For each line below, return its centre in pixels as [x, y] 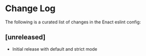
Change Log [30, 9]
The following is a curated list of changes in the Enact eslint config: [73, 22]
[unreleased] [25, 37]
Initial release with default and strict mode [55, 49]
